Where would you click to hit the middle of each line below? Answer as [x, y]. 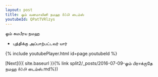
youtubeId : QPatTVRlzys [30, 19]
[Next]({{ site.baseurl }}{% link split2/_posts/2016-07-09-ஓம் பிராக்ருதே [79, 63]
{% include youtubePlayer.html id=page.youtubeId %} [61, 54]
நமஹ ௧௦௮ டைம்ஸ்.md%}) [32, 69]
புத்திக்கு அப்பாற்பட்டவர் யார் [40, 44]
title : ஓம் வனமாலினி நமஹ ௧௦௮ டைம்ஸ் [45, 15]
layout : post [19, 10]
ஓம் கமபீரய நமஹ [22, 34]
